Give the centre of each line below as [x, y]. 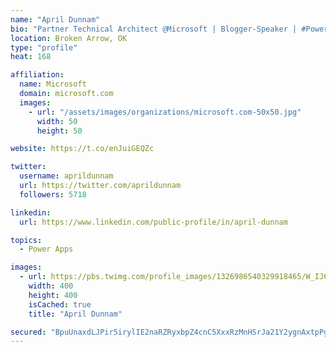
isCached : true [60, 304]
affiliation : [37, 75]
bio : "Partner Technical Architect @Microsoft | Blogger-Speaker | [154, 29]
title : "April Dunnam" [75, 314]
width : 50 [57, 121]
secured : [28, 332]
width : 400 [51, 286]
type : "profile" [44, 47]
